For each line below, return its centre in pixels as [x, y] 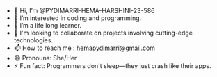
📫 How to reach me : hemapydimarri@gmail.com [84, 48]
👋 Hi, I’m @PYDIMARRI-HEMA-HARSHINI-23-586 [84, 11]
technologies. [33, 40]
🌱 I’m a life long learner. [48, 25]
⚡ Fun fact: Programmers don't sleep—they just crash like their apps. [112, 66]
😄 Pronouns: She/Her [45, 58]
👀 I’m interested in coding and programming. [78, 18]
